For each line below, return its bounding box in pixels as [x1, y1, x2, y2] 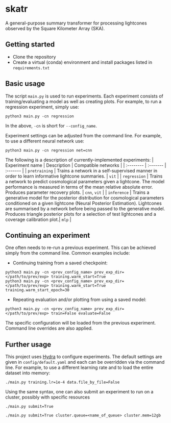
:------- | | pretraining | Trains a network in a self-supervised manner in [5, 167, 158, 173]
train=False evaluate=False [51, 311, 111, 316]
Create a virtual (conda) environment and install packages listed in [12, 59, 152, 65]
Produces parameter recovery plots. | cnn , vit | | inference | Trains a [5, 189, 150, 195]
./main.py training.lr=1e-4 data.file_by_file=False [5, 380, 120, 385]
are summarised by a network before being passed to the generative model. [5, 205, 165, 212]
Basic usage [5, 80, 45, 88]
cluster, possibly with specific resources [5, 394, 90, 401]
